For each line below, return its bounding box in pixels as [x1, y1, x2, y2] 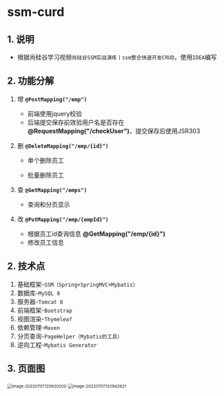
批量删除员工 [27, 171, 64, 179]
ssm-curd [7, 4, 65, 20]
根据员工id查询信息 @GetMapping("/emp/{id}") [27, 229, 165, 238]
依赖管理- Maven [17, 323, 61, 332]
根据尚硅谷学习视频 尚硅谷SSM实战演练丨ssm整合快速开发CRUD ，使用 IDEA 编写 [17, 53, 217, 61]
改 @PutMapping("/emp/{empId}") [17, 215, 109, 223]
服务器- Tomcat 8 [17, 297, 63, 305]
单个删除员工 [27, 156, 64, 164]
